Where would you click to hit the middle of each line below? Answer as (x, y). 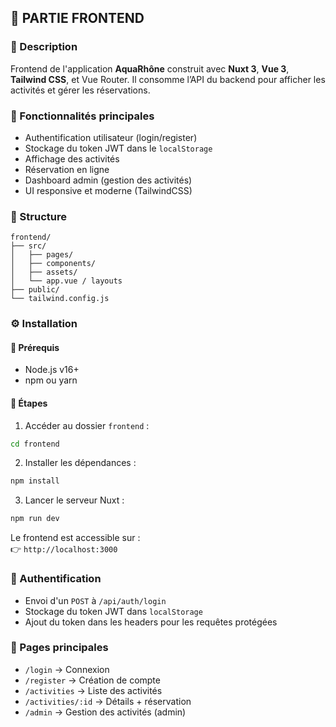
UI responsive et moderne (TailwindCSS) (108, 190)
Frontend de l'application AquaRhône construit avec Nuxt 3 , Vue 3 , (150, 68)
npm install (35, 481)
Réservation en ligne (67, 169)
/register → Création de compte (92, 680)
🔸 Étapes (29, 403)
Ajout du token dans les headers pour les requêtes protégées (151, 622)
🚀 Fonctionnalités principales (82, 116)
